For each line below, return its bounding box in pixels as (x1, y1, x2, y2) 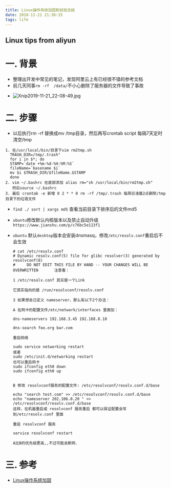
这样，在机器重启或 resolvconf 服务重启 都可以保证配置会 (12, 406, 123, 411)
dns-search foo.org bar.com (12, 325, 73, 330)
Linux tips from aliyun (5, 36, 76, 45)
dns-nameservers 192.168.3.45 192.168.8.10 (12, 316, 108, 322)
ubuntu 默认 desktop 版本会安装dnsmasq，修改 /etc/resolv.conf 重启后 (12, 232, 159, 238)
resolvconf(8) (12, 258, 43, 263)
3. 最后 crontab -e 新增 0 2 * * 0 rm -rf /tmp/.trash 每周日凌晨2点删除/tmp (5, 190, 166, 196)
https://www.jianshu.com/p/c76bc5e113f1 (12, 222, 100, 228)
